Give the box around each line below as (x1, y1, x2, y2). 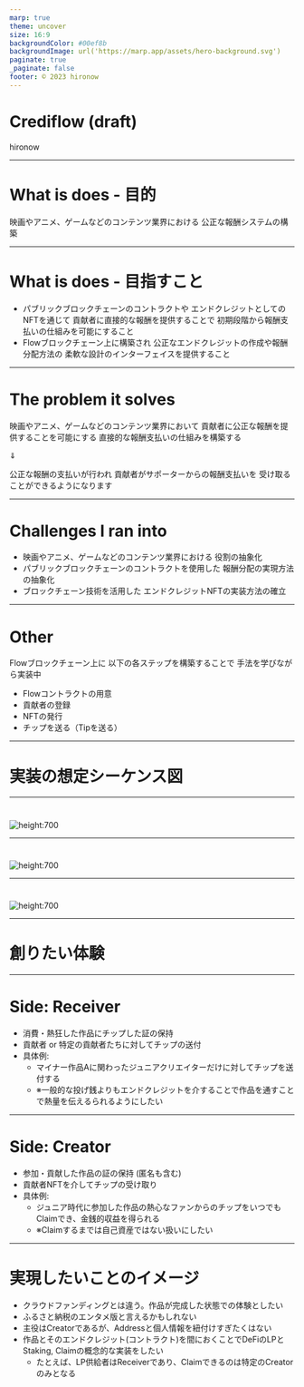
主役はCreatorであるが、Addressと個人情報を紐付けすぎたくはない (22, 1322, 272, 1333)
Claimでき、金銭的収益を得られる (35, 1213, 160, 1224)
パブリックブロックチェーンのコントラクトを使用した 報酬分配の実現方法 (22, 563, 295, 574)
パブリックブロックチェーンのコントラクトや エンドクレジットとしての (22, 303, 287, 314)
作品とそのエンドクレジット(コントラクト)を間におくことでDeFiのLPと (22, 1333, 285, 1344)
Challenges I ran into (9, 521, 167, 541)
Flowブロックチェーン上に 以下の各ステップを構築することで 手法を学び (9, 658, 278, 669)
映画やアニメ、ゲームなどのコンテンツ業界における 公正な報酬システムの (9, 216, 280, 227)
